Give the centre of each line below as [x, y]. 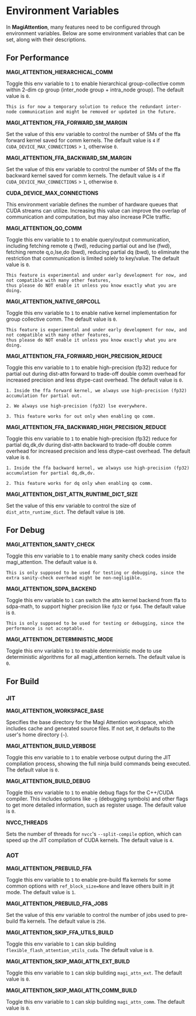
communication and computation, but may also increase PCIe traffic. [89, 217]
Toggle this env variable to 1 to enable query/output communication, [88, 239]
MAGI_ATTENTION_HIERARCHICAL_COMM [59, 72]
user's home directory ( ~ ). [37, 735]
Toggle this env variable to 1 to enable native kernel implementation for [92, 312]
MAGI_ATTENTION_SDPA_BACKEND [51, 589]
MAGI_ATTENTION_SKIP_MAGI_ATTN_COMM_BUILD [72, 990]
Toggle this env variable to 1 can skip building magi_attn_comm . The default [96, 1001]
